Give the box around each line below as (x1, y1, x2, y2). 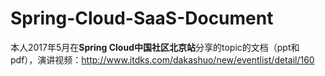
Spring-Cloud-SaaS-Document (10, 7, 274, 30)
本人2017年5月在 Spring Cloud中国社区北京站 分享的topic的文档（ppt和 (10, 41, 300, 53)
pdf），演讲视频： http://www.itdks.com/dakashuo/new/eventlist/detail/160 (10, 53, 315, 66)
